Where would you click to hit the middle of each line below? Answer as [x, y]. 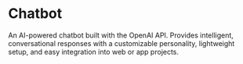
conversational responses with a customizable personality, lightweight [121, 43]
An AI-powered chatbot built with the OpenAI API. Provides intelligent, [121, 35]
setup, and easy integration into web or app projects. [93, 52]
